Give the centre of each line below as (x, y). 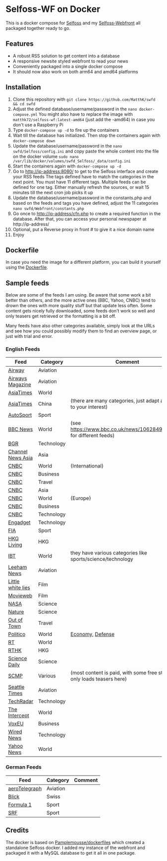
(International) (87, 466)
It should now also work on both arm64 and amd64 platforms (75, 72)
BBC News (21, 429)
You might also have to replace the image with (85, 114)
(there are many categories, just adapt (115, 401)
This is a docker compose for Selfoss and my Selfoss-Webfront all (73, 23)
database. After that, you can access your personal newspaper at (80, 219)
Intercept (19, 715)
